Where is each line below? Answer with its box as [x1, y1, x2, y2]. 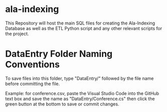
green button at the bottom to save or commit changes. [5, 101, 119, 107]
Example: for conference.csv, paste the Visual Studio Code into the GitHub [5, 90, 159, 96]
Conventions [5, 59, 60, 70]
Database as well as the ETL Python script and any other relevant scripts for [5, 25, 162, 31]
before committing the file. [5, 80, 60, 86]
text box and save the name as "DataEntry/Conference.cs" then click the [5, 95, 155, 101]
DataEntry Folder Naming [5, 48, 113, 59]
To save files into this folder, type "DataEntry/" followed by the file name [5, 75, 154, 81]
